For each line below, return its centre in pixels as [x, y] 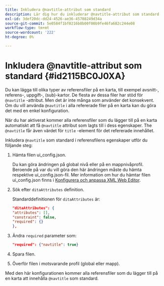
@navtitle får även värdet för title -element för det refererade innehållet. [80, 130]
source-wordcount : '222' [30, 32]
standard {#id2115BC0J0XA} [65, 76]
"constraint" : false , [34, 217]
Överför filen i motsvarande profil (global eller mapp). [66, 264]
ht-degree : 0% [20, 37]
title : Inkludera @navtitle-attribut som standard [58, 10]
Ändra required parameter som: [44, 236]
